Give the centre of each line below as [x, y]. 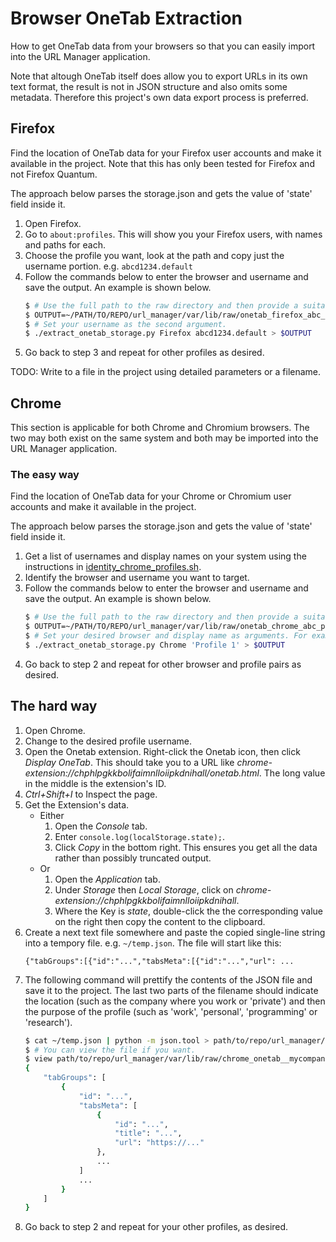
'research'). [48, 1022]
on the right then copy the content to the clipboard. [160, 921]
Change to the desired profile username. [108, 741]
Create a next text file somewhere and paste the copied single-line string [175, 932]
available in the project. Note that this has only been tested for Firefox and [162, 163]
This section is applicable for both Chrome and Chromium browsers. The [160, 428]
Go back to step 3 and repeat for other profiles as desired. [144, 353]
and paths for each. [65, 244]
